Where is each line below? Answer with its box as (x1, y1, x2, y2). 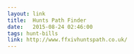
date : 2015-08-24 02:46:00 (7, 23, 93, 30)
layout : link (7, 10, 46, 18)
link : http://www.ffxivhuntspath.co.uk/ (7, 36, 128, 43)
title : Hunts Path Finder (7, 17, 87, 24)
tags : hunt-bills (7, 29, 59, 37)
